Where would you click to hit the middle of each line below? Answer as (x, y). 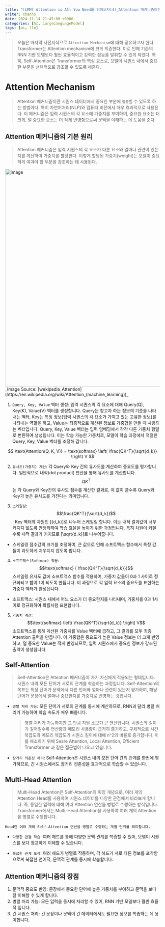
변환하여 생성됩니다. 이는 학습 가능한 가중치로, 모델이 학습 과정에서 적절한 (88, 435)
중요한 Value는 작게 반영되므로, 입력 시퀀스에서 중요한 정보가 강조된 (92, 643)
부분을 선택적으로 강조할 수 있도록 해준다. (62, 67)
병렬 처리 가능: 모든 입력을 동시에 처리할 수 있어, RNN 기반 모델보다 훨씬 (81, 901)
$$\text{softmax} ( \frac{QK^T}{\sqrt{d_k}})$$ (86, 568)
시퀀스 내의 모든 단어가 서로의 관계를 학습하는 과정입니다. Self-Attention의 (88, 683)
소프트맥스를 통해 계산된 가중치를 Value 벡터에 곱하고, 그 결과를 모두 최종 (82, 631)
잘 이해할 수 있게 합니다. (35, 895)
